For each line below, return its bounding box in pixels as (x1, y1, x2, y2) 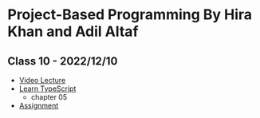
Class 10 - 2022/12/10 (7, 54, 118, 68)
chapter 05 (30, 92, 68, 101)
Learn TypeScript (18, 84, 77, 93)
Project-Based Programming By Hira (7, 6, 253, 24)
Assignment (18, 101, 59, 110)
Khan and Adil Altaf (7, 22, 139, 41)
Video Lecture (18, 76, 66, 85)
